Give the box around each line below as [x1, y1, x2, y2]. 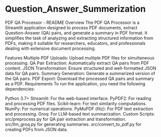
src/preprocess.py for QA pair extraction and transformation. [5, 116, 127, 122]
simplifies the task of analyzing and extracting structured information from [5, 35, 154, 41]
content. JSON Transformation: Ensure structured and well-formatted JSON [5, 65, 157, 71]
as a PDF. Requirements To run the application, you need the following [5, 80, 145, 86]
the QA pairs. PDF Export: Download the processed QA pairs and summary [5, 76, 154, 81]
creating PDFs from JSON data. [5, 126, 68, 132]
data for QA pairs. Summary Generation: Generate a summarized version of [5, 70, 155, 76]
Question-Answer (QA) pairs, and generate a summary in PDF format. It [5, 30, 148, 36]
